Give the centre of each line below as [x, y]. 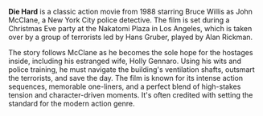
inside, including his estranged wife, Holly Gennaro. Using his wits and [125, 61]
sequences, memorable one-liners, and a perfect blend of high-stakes [125, 86]
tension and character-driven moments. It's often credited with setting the [131, 95]
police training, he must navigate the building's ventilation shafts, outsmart [131, 70]
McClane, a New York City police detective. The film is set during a [119, 20]
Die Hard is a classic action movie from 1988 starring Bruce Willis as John [131, 12]
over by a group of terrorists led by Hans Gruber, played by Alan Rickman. [131, 37]
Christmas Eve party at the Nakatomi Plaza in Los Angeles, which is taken [130, 28]
